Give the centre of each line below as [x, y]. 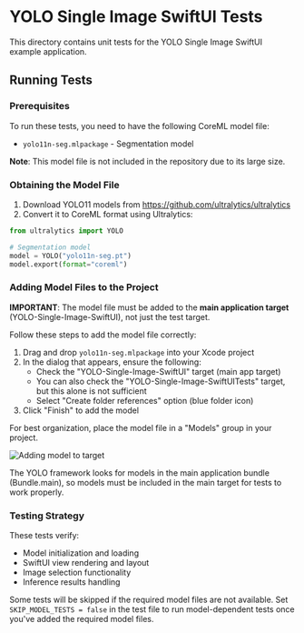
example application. [49, 51]
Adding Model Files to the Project [84, 287]
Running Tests [51, 80]
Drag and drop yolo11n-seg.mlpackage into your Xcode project [138, 352]
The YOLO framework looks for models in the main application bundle [140, 472]
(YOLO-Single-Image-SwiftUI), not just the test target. [110, 316]
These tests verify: [44, 536]
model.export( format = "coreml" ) [69, 264]
